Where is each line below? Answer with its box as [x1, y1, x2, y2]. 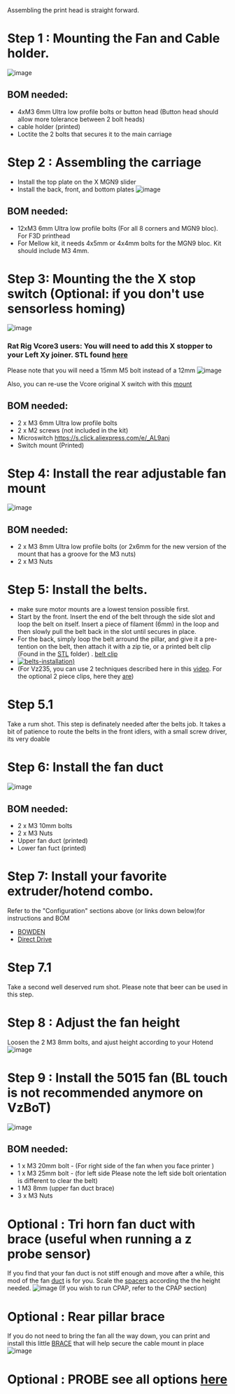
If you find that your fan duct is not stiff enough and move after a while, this [7, 1269, 225, 1278]
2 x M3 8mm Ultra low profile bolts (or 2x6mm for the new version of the [17, 543, 227, 551]
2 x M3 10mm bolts [17, 821, 73, 830]
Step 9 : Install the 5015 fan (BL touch [7, 1069, 228, 1085]
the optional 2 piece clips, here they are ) [17, 672, 134, 681]
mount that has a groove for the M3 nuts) [17, 550, 136, 558]
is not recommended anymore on [7, 1085, 204, 1100]
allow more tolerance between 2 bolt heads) [17, 115, 145, 123]
